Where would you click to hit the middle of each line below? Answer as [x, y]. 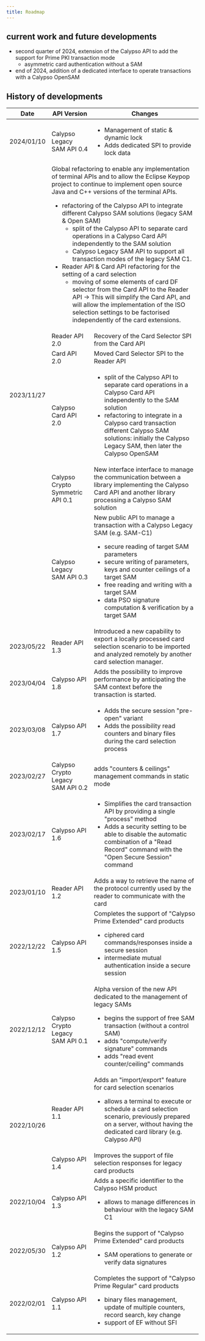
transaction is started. [125, 695]
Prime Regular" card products [136, 1286]
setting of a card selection [99, 274]
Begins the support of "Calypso [139, 1234]
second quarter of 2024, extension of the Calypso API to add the [96, 51]
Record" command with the [143, 850]
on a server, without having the [149, 1124]
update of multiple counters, [145, 1307]
